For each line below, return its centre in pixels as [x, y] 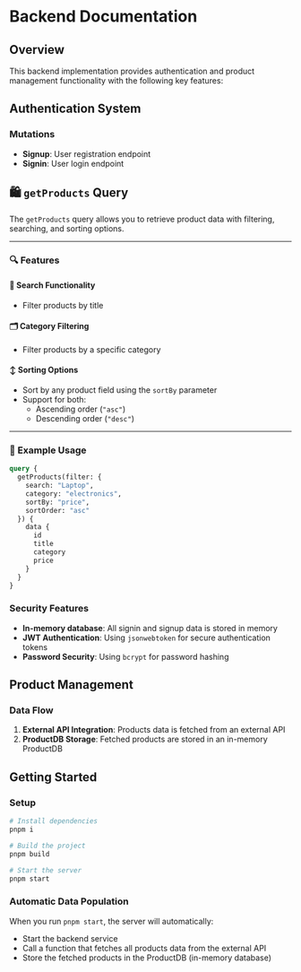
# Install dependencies [54, 821]
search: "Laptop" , [60, 486]
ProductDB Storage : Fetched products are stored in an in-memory [145, 739]
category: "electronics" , [74, 494]
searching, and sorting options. [67, 228]
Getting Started [53, 777]
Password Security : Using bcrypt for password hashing [125, 656]
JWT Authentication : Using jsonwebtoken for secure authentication [146, 638]
